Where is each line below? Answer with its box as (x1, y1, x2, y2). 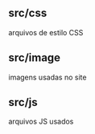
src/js (8, 95, 38, 109)
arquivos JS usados (8, 116, 74, 127)
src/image (8, 51, 61, 65)
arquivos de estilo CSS (8, 27, 84, 37)
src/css (8, 6, 47, 20)
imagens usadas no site (8, 72, 87, 82)
